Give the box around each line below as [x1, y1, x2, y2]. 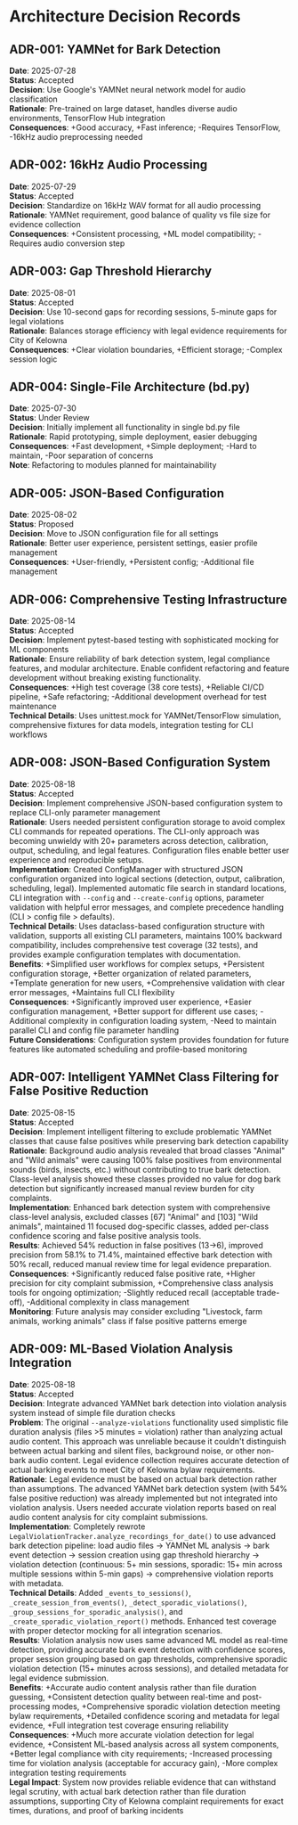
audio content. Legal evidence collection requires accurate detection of [28, 1454, 290, 1465]
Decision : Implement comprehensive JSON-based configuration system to [9, 798, 283, 808]
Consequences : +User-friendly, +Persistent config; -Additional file [9, 557, 255, 568]
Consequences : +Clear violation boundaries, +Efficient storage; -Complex [9, 344, 283, 355]
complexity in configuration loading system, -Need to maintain [48, 1015, 278, 1026]
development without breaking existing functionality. [9, 673, 202, 683]
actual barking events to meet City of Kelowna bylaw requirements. [9, 1464, 255, 1475]
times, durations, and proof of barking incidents [9, 1805, 184, 1815]
